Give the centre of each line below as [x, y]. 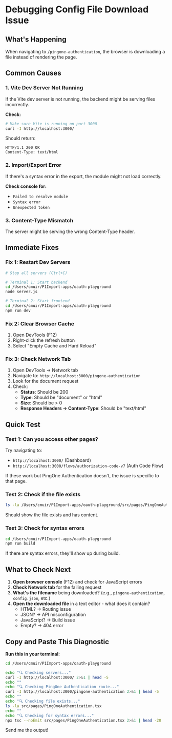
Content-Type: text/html [32, 152]
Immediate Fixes [32, 248]
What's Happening [36, 39]
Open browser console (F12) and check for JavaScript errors [77, 582]
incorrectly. [17, 104]
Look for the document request [46, 381]
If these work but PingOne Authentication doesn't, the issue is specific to [82, 476]
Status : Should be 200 [44, 392]
